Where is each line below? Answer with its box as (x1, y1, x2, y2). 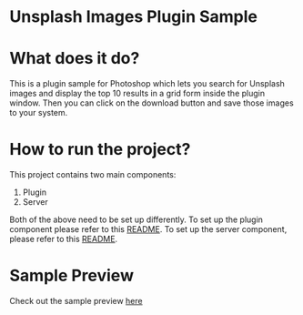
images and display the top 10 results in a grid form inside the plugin (9, 88, 266, 99)
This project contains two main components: (9, 169, 177, 180)
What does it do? (9, 48, 140, 69)
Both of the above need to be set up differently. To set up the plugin (9, 214, 264, 225)
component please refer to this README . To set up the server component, (9, 224, 288, 235)
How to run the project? (9, 139, 191, 160)
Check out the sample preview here (9, 296, 143, 306)
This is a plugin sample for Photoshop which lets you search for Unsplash (9, 78, 285, 89)
